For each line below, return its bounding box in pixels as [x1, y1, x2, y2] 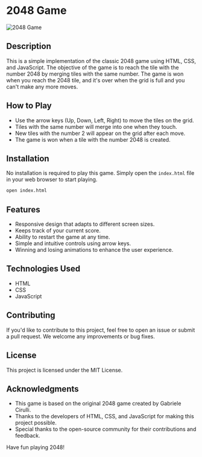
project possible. [14, 419, 57, 427]
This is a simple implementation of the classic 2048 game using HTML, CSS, [6, 57, 196, 64]
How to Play [6, 100, 52, 111]
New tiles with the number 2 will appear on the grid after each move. [14, 130, 186, 137]
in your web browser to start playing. [6, 176, 98, 183]
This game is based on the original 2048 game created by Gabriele [14, 400, 181, 407]
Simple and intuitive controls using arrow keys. [14, 240, 131, 247]
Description [6, 41, 51, 51]
